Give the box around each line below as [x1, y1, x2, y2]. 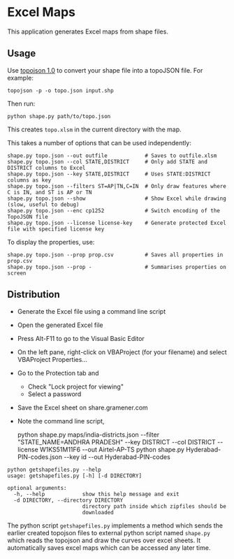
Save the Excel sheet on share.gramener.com [17, 403, 148, 412]
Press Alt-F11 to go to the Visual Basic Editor [17, 334, 145, 342]
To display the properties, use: [7, 238, 95, 246]
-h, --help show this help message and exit [13, 491, 180, 498]
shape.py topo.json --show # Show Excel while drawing [7, 195, 227, 202]
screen [7, 270, 27, 277]
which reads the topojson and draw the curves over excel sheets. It [7, 536, 201, 544]
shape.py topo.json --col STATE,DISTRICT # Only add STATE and [7, 158, 208, 165]
